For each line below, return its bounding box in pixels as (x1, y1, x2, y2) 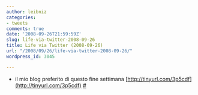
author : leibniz (6, 8, 47, 15)
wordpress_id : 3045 (6, 54, 55, 60)
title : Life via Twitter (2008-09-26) (6, 43, 103, 49)
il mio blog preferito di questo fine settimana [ (14, 75, 128, 82)
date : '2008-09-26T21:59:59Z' (6, 31, 82, 37)
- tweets (6, 20, 28, 26)
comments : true (6, 25, 44, 32)
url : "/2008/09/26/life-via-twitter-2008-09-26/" (6, 48, 133, 54)
